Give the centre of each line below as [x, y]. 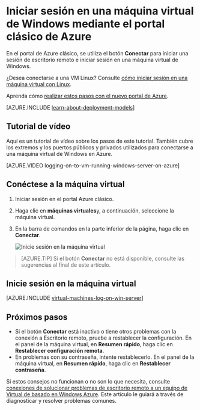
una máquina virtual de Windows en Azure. [59, 154]
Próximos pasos [37, 317]
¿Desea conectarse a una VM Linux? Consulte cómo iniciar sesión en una [97, 78]
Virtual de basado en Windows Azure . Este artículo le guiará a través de [95, 394]
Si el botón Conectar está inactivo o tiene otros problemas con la [95, 332]
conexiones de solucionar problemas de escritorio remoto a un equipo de [97, 388]
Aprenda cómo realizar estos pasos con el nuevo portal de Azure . [87, 96]
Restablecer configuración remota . [59, 351]
